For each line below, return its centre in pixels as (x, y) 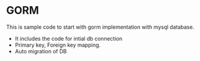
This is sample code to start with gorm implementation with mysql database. (100, 27)
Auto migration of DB (41, 51)
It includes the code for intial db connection (69, 38)
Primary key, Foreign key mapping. (57, 45)
